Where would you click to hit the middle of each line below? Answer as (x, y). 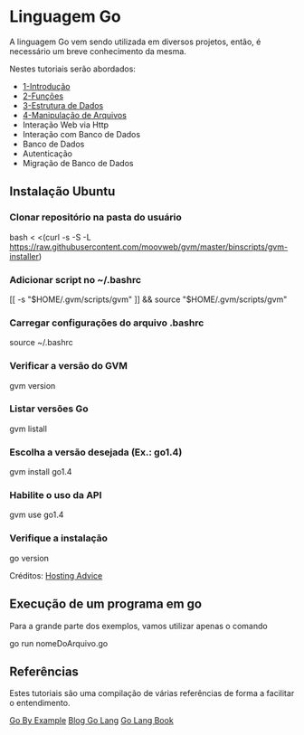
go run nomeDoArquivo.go (59, 643)
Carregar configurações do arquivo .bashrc (107, 323)
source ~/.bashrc (42, 343)
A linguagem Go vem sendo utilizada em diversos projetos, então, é (135, 42)
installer (24, 256)
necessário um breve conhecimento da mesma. (98, 51)
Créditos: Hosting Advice (56, 575)
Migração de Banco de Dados (78, 163)
